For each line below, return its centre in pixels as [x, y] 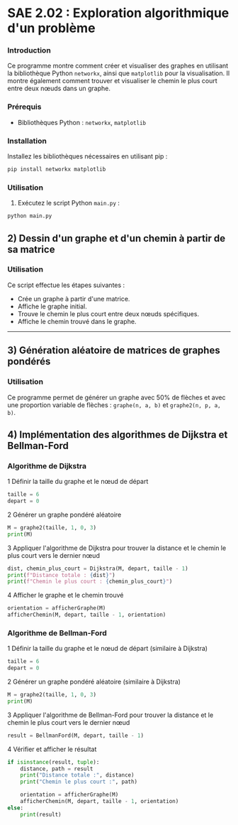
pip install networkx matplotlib [57, 169]
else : [15, 808]
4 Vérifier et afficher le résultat [52, 749]
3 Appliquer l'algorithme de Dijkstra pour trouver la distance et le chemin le [117, 548]
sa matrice [31, 249]
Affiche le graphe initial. [52, 306]
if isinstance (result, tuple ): [53, 762]
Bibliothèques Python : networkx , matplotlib [82, 122]
